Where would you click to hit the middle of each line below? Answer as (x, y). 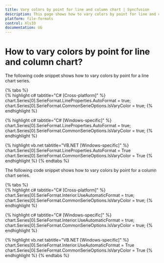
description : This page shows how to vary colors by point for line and (81, 14)
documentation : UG (24, 28)
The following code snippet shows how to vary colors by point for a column (81, 170)
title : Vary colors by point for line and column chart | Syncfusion (77, 9)
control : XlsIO (20, 23)
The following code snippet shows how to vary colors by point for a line (77, 75)
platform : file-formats (29, 19)
